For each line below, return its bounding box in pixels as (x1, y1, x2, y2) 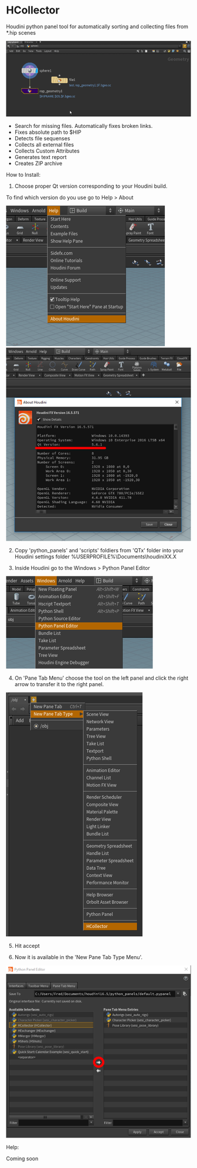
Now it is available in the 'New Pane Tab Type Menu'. (14, 953, 142, 960)
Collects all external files (14, 141, 74, 148)
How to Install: (6, 171, 41, 178)
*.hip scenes (6, 29, 36, 36)
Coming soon (6, 1155, 39, 1162)
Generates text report (14, 153, 67, 160)
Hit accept (14, 942, 40, 949)
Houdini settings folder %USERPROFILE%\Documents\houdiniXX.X (14, 553, 177, 560)
